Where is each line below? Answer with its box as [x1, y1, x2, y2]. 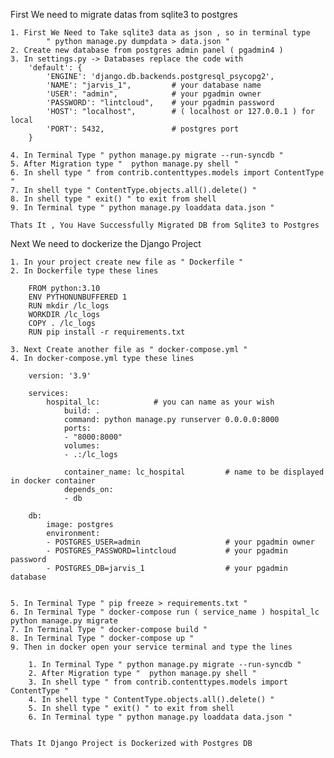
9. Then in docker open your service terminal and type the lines [10, 642, 293, 652]
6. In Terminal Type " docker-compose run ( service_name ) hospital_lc [10, 607, 320, 617]
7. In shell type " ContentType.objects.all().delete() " [10, 185, 257, 195]
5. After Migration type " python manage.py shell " [10, 159, 240, 169]
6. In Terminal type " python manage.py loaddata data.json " [28, 712, 293, 722]
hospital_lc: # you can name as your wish [46, 397, 275, 407]
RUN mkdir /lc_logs [28, 301, 110, 311]
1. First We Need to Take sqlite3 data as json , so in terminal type [10, 28, 311, 38]
